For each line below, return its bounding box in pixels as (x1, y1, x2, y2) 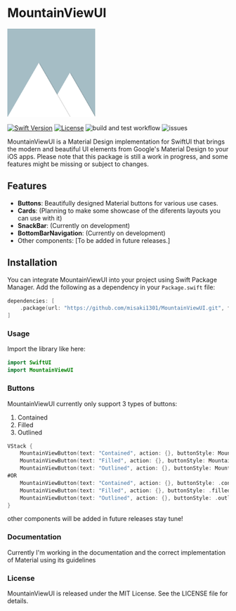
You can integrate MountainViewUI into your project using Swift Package (7, 275, 218, 284)
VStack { (7, 442, 33, 450)
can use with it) (17, 213, 63, 222)
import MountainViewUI (7, 367, 74, 374)
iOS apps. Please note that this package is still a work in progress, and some (7, 152, 228, 160)
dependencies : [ (7, 297, 55, 304)
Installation (7, 257, 58, 269)
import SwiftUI (7, 359, 52, 367)
